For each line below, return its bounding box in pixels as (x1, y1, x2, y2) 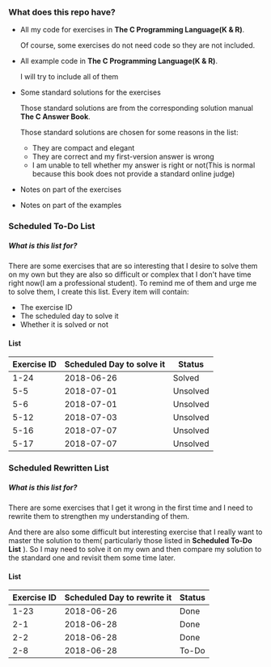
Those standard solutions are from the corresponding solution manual (19, 104, 253, 113)
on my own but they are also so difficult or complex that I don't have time (8, 270, 252, 279)
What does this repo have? (8, 6, 116, 18)
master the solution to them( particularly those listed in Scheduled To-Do (8, 536, 252, 546)
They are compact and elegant (32, 143, 135, 153)
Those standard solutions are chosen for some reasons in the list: (19, 128, 239, 138)
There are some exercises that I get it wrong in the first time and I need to (8, 503, 253, 512)
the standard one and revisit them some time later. (8, 553, 176, 563)
